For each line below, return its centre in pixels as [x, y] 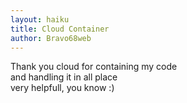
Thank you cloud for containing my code [94, 67]
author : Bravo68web [51, 38]
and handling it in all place [64, 77]
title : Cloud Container [60, 29]
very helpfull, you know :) [62, 88]
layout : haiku [40, 19]
